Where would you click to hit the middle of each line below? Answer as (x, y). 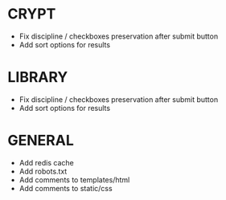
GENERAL (41, 141)
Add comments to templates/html (74, 180)
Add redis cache (46, 162)
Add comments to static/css (66, 188)
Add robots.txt (43, 171)
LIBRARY (38, 78)
